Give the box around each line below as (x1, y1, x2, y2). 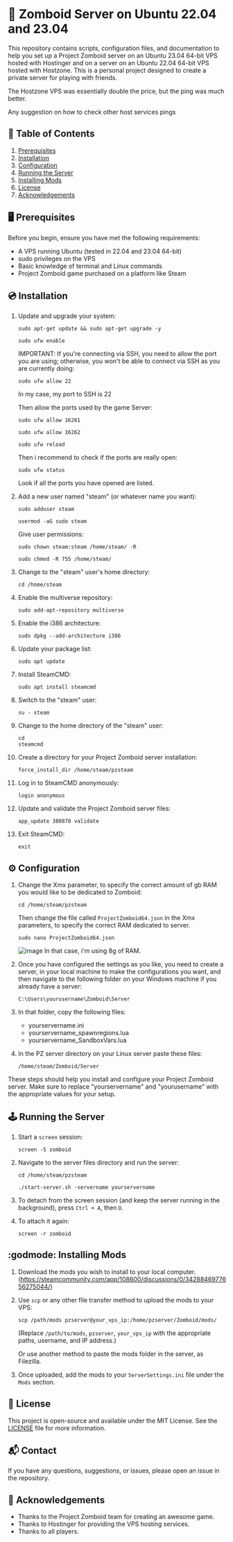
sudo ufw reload (17, 441, 65, 449)
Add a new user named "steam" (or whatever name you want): (17, 492, 197, 501)
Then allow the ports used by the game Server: (17, 403, 153, 412)
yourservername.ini (28, 1021, 85, 1030)
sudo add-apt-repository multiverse (17, 607, 124, 614)
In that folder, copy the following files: (17, 1008, 126, 1016)
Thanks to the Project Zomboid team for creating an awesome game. (17, 1513, 215, 1521)
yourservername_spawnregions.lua (28, 1029, 129, 1037)
